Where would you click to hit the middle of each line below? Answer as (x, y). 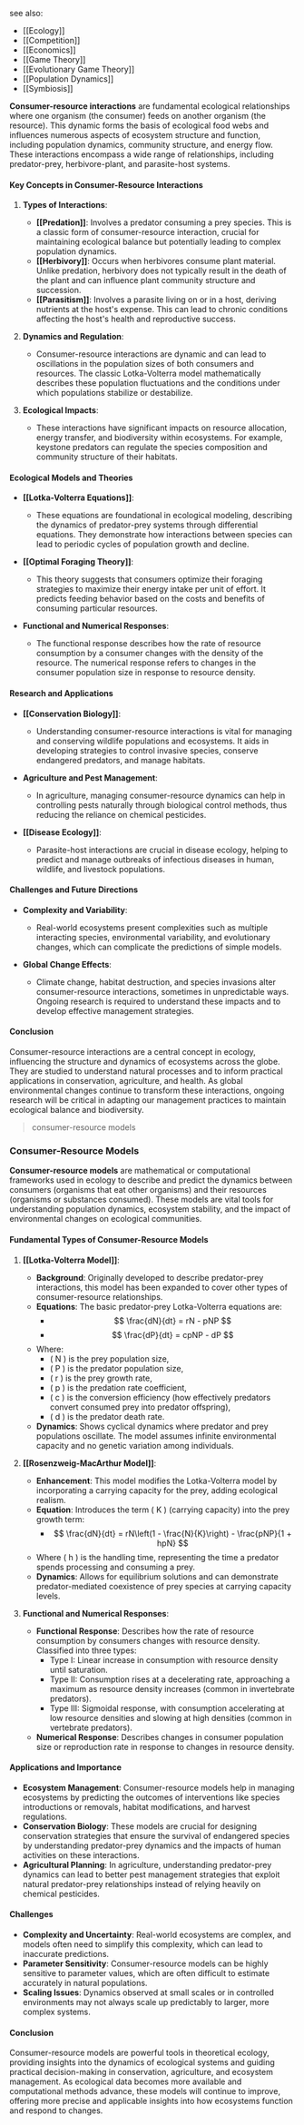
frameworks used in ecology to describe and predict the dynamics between (151, 1180)
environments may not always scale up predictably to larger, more (146, 2002)
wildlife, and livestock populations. (101, 869)
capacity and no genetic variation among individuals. (135, 1445)
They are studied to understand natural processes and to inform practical (146, 1071)
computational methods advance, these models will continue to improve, (145, 2091)
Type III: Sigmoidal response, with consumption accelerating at (167, 1708)
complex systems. (56, 2012)
